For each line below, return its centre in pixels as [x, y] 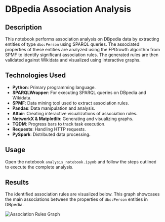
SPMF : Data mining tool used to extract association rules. [71, 103]
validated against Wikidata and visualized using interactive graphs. [73, 60]
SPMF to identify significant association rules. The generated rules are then [82, 55]
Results [17, 182]
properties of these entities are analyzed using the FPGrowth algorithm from [82, 49]
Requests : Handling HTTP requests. [49, 129]
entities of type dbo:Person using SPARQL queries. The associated [72, 44]
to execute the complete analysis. [39, 167]
